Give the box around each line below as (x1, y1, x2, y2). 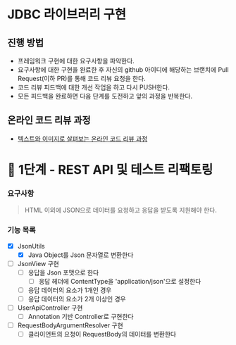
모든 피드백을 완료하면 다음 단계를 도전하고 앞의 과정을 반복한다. (17, 92, 192, 100)
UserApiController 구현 (17, 303, 83, 312)
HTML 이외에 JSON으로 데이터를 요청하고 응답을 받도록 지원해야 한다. (24, 206, 217, 215)
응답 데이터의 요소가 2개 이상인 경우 (27, 294, 127, 303)
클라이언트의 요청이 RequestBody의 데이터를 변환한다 (27, 330, 177, 339)
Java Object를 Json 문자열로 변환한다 (27, 251, 134, 259)
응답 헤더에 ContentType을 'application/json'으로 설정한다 (38, 277, 201, 285)
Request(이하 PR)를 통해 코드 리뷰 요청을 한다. (17, 75, 146, 82)
